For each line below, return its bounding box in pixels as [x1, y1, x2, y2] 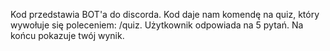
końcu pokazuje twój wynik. [10, 30, 125, 41]
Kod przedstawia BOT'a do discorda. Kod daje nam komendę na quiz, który [10, 9, 320, 20]
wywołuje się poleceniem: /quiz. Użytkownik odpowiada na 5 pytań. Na [10, 19, 304, 31]
